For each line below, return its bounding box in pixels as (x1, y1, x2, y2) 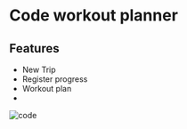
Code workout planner (9, 5, 178, 26)
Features (9, 41, 60, 56)
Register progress (21, 74, 88, 85)
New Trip (21, 64, 56, 75)
